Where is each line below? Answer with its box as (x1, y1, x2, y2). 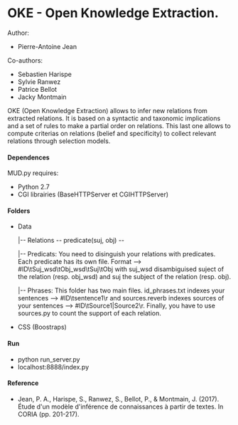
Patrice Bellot (17, 85, 58, 93)
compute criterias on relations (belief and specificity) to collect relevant (7, 129, 217, 137)
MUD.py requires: (7, 169, 59, 177)
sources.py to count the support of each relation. (17, 309, 162, 318)
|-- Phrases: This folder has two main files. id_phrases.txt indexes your (17, 286, 225, 295)
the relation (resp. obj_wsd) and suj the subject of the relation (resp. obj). (17, 273, 232, 281)
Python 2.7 (17, 183, 50, 191)
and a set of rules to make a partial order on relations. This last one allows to (7, 121, 231, 130)
